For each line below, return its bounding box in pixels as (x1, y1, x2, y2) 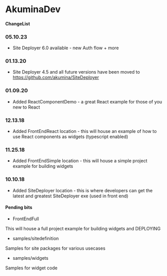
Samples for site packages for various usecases (5, 245, 106, 251)
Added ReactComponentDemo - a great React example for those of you (12, 98, 162, 105)
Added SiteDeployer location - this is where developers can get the (12, 187, 153, 193)
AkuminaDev (5, 4, 61, 15)
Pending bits (5, 204, 32, 211)
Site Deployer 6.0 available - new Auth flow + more (12, 45, 119, 51)
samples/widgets (12, 255, 49, 261)
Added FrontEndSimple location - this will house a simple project (12, 158, 148, 164)
